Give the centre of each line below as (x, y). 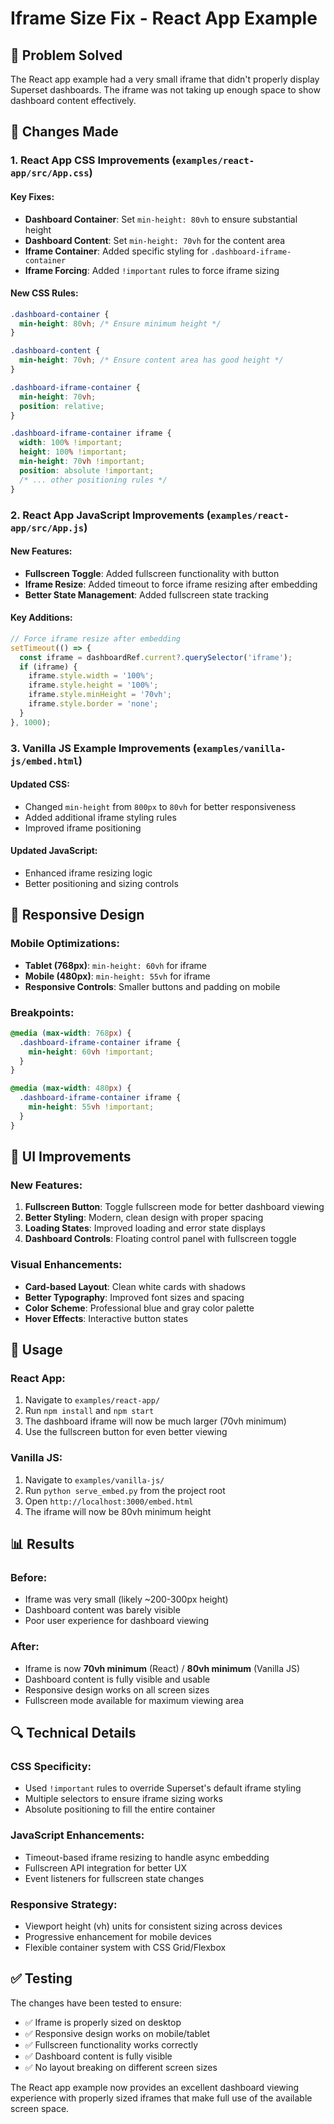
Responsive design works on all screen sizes (117, 1689)
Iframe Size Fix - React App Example (164, 18)
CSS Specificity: (51, 1766)
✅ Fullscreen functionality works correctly (111, 2044)
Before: (29, 1578)
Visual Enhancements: (66, 1265)
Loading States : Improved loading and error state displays (145, 1228)
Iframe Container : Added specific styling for (116, 251)
